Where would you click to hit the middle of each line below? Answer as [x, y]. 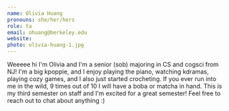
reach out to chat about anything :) [56, 100]
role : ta [20, 26]
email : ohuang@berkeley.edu [47, 32]
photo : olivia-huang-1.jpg [46, 45]
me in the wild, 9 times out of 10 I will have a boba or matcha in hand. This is [114, 86]
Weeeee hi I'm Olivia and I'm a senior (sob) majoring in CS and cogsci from [113, 64]
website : [20, 39]
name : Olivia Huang [35, 13]
